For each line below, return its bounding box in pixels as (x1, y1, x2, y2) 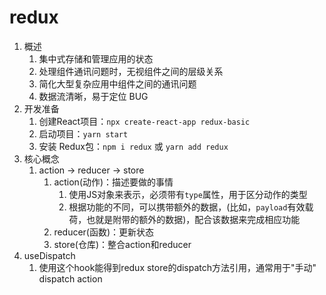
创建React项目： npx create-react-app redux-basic (38, 115, 251, 127)
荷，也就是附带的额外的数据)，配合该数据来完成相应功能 (68, 213, 301, 225)
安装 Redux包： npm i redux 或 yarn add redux (38, 140, 229, 152)
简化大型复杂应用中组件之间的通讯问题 (38, 77, 197, 90)
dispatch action (38, 272, 103, 285)
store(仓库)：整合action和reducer (53, 238, 192, 250)
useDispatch (23, 249, 76, 261)
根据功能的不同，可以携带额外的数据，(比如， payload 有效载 (68, 201, 314, 213)
